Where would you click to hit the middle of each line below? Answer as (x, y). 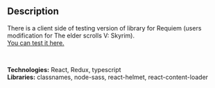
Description (33, 11)
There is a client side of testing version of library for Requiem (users (104, 28)
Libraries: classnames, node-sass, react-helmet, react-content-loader (108, 77)
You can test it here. (36, 43)
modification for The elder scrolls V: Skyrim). (71, 35)
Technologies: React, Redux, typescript (64, 69)
